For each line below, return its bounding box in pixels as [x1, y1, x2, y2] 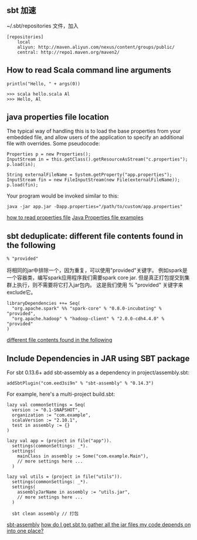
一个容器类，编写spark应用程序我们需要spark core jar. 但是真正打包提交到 [6, 274, 185, 281]
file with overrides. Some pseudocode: [6, 140, 100, 147]
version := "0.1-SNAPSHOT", [12, 407, 81, 413]
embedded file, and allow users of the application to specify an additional [6, 134, 184, 141]
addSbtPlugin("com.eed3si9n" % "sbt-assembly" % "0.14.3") [6, 381, 154, 386]
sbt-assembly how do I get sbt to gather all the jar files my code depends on [6, 521, 191, 528]
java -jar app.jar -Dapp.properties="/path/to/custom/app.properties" [6, 204, 183, 210]
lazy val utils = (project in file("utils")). [6, 474, 123, 480]
